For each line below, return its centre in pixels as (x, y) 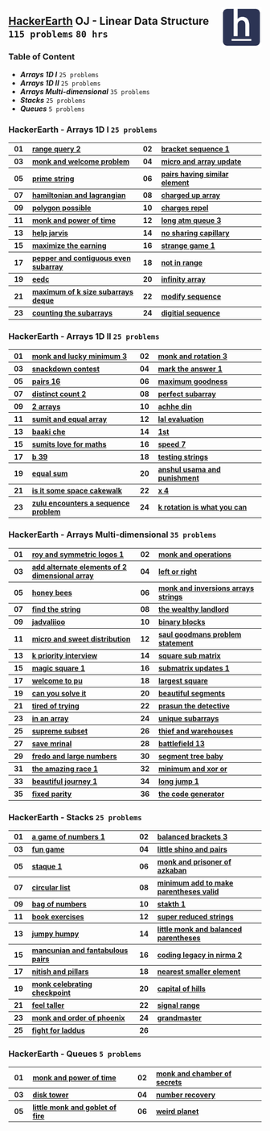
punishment (178, 477)
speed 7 (172, 444)
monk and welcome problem (81, 162)
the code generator (191, 794)
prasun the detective (194, 706)
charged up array (191, 196)
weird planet (178, 1112)
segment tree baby (190, 757)
